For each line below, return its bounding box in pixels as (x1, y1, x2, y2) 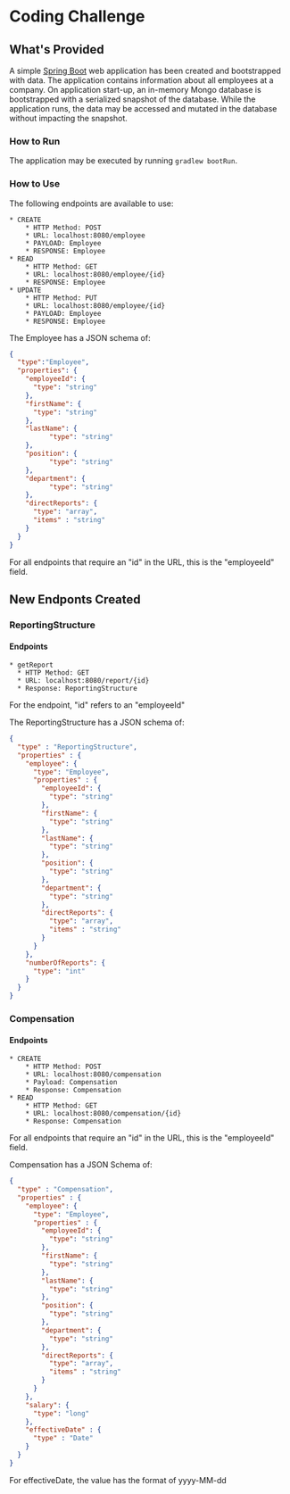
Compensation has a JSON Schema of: (9, 1159, 153, 1170)
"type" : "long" (32, 1408, 90, 1418)
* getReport (9, 660, 54, 670)
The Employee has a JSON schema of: (9, 332, 151, 343)
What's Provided (9, 42, 104, 57)
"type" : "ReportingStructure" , (17, 743, 138, 751)
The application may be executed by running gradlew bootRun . (9, 155, 238, 166)
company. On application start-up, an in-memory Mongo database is (9, 85, 261, 95)
